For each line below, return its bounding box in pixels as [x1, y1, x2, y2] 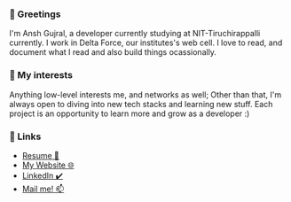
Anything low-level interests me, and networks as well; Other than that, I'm [9, 89, 282, 100]
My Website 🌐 [21, 159, 75, 170]
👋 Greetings [9, 8, 61, 20]
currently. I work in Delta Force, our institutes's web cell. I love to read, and [9, 37, 283, 48]
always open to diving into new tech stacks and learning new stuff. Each [9, 98, 273, 109]
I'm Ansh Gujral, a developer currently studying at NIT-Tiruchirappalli [9, 28, 261, 39]
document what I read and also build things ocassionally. [9, 47, 217, 58]
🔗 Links [9, 130, 42, 143]
